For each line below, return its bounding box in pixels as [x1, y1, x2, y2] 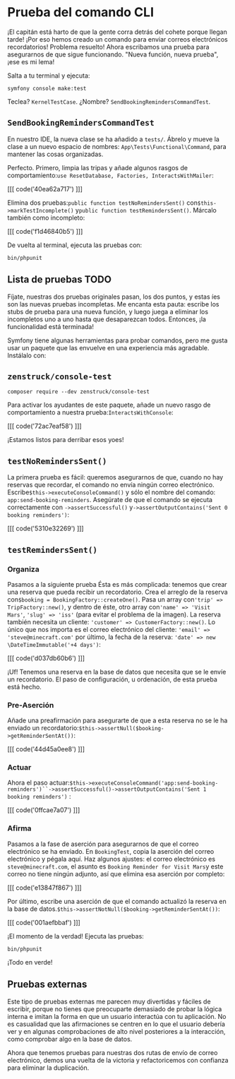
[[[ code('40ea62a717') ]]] [7, 184, 83, 193]
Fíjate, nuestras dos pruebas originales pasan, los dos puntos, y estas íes [7, 292, 221, 301]
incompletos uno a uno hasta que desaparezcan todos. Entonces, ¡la [7, 315, 207, 323]
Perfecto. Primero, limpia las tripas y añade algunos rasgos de [7, 163, 188, 172]
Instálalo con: [7, 351, 47, 359]
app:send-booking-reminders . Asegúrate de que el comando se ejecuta [7, 496, 213, 504]
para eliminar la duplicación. [7, 1063, 90, 1072]
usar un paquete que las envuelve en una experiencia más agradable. [7, 343, 210, 352]
